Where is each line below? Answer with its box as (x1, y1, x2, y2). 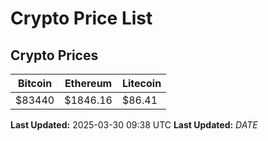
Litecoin (121, 77, 162, 90)
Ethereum (64, 77, 113, 90)
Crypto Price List (10, 7, 153, 30)
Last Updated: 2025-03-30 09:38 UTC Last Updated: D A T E (10, 119, 258, 131)
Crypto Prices (10, 47, 99, 64)
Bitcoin (17, 77, 53, 90)
